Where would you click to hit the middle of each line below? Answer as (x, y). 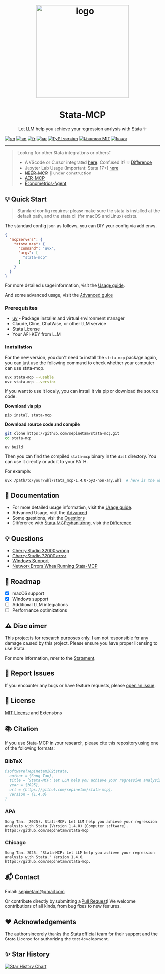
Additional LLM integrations (40, 604)
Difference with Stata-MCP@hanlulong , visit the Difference (72, 523)
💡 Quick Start (26, 199)
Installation (19, 347)
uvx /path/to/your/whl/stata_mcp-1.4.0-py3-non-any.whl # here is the (80, 480)
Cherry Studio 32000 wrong (41, 551)
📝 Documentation (32, 495)
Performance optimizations (40, 610)
